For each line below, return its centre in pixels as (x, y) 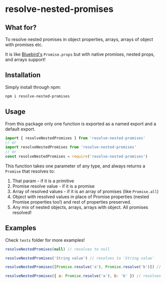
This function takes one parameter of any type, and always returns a (75, 166)
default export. (20, 129)
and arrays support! (25, 60)
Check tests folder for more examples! (45, 240)
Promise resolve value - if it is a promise (53, 186)
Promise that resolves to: (30, 171)
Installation (23, 75)
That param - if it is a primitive (43, 181)
